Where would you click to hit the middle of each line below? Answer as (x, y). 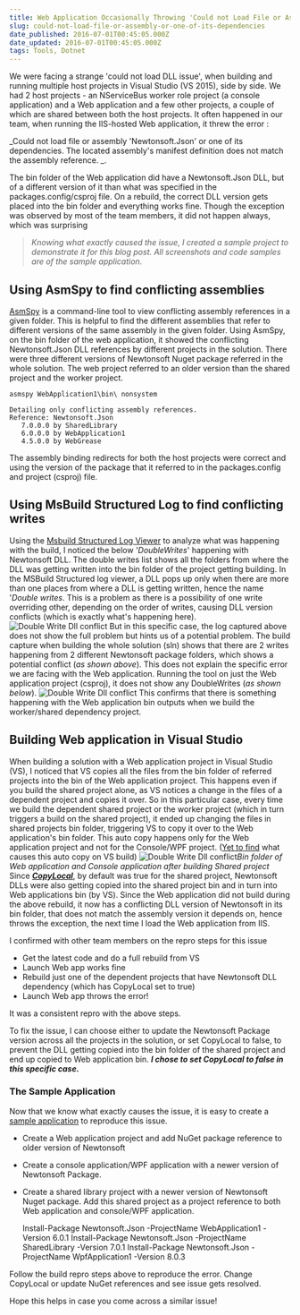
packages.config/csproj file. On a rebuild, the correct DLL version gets (139, 197)
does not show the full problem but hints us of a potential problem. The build (150, 636)
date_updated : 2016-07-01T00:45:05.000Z (86, 43)
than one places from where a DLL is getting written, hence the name (137, 588)
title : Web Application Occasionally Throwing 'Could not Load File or (145, 17)
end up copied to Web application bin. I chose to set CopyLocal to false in (146, 1059)
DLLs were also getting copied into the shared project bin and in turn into (144, 885)
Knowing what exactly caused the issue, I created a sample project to (159, 243)
